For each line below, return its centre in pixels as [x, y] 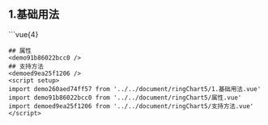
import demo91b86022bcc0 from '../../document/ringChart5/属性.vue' [125, 98]
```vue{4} [23, 34]
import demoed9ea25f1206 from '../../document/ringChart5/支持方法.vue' [131, 106]
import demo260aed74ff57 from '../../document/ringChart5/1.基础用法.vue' [135, 89]
